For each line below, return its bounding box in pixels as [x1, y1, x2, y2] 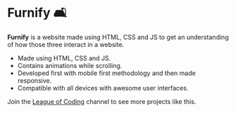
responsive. [17, 76, 52, 84]
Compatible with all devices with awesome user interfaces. [17, 84, 189, 92]
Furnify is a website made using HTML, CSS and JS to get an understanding [7, 32, 229, 41]
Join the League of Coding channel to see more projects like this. [7, 97, 197, 105]
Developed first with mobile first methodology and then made [17, 69, 196, 77]
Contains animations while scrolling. [17, 61, 123, 69]
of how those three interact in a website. [7, 40, 125, 48]
